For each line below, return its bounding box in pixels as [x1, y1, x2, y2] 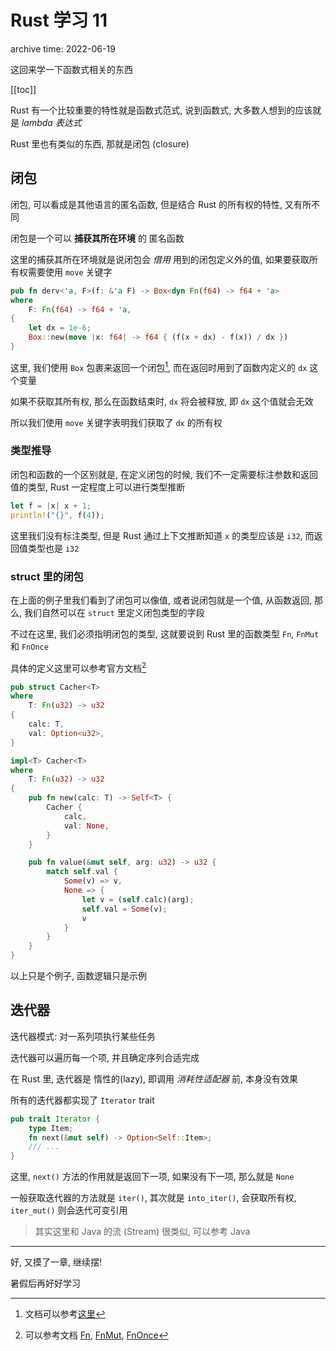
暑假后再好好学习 [10, 1277, 81, 1290]
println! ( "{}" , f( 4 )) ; [10, 510, 105, 520]
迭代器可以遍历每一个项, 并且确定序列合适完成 [10, 1051, 200, 1063]
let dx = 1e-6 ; [28, 323, 92, 333]
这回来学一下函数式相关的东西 [10, 63, 133, 75]
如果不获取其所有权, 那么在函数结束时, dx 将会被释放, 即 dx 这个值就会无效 [10, 395, 314, 407]
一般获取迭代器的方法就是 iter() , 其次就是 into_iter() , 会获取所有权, [10, 1192, 297, 1204]
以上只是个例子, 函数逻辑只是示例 [10, 970, 147, 982]
